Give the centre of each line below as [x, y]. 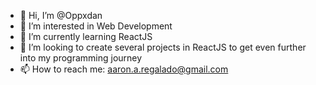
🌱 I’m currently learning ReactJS [86, 36]
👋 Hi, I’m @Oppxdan [61, 15]
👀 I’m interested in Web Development [96, 26]
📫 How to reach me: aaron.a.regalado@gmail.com [124, 69]
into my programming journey [81, 58]
